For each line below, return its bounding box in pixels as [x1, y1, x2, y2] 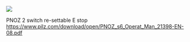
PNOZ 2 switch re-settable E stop [6, 17, 88, 24]
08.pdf [6, 30, 22, 36]
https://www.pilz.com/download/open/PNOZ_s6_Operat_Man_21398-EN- [6, 23, 184, 30]
